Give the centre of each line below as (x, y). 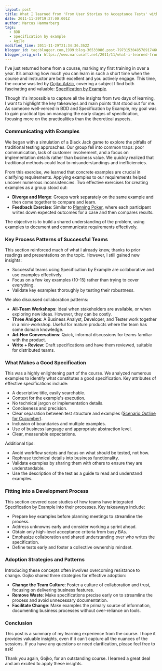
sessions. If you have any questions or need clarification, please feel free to (80, 644)
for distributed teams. (34, 350)
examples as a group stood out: (36, 187)
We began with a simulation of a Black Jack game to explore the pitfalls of (78, 142)
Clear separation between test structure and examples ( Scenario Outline (84, 414)
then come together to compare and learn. (54, 202)
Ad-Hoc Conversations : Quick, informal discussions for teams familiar (82, 334)
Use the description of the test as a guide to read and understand (77, 473)
